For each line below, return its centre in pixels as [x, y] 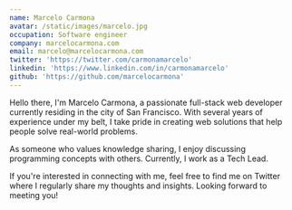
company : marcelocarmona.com [64, 43]
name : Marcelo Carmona [52, 18]
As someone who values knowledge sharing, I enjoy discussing [128, 148]
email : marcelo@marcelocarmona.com [77, 52]
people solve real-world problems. [73, 131]
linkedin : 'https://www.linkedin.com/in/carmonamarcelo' [119, 69]
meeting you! [34, 195]
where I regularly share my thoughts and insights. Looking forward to [138, 186]
